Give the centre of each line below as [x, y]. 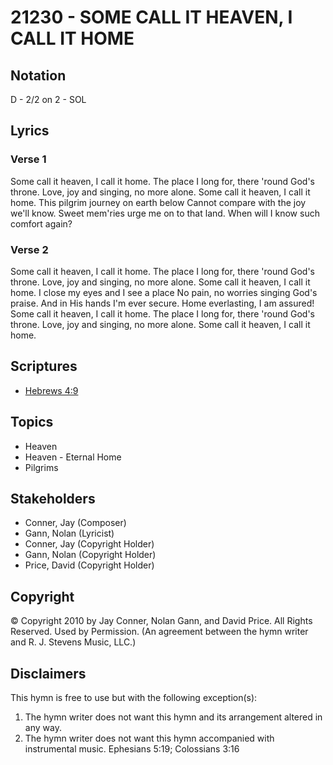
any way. [43, 728]
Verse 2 [29, 249]
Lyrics [30, 131]
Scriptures [44, 366]
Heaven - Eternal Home [73, 457]
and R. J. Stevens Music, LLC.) [73, 642]
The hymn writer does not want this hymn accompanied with [149, 738]
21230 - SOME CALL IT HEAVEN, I [151, 17]
